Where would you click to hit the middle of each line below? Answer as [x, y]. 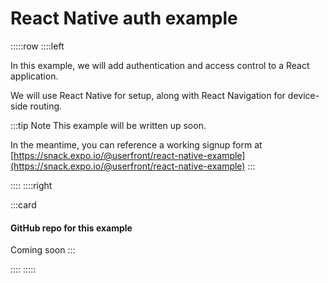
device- [303, 95]
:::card [23, 204]
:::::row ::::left [37, 46]
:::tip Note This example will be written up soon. [108, 125]
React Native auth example [124, 18]
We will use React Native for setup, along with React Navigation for [148, 95]
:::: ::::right [31, 185]
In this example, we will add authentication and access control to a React [160, 65]
